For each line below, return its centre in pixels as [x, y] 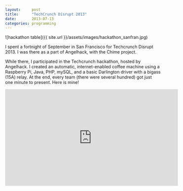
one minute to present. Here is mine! [42, 82]
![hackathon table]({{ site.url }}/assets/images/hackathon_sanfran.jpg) [76, 37]
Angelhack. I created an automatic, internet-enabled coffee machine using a [82, 67]
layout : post [23, 10]
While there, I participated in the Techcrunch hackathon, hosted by [73, 61]
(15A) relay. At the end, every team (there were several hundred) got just [78, 77]
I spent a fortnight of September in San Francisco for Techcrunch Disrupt [79, 47]
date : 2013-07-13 [30, 19]
